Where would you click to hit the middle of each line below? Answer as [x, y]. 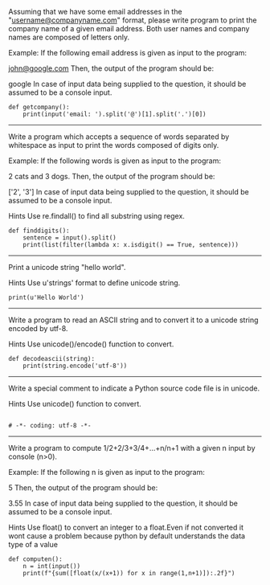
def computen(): [35, 559]
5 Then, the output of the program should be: [83, 488]
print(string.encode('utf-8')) [75, 366]
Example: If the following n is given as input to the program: [106, 472]
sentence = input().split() [70, 238]
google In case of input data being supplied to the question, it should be [127, 84]
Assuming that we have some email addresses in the [95, 12]
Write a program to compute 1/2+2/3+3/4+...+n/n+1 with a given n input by [132, 448]
